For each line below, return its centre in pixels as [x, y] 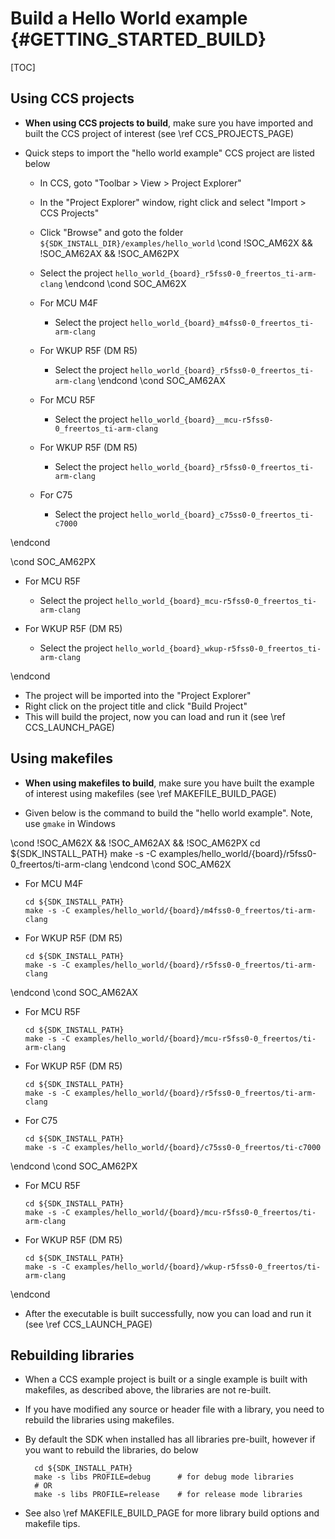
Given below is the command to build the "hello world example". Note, [168, 813]
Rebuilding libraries [72, 1355]
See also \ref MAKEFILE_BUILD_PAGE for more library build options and [172, 1513]
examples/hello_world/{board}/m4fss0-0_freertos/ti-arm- [195, 910]
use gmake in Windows [70, 823]
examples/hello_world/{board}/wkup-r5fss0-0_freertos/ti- [198, 1267]
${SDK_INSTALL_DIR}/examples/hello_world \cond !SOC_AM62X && [176, 243]
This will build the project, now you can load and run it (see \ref [155, 716]
